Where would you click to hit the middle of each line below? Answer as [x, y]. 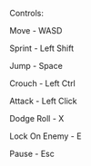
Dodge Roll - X [37, 118]
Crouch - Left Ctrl [42, 83]
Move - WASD [36, 30]
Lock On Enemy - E [45, 136]
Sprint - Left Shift [42, 48]
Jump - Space [36, 66]
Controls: [26, 13]
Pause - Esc [32, 154]
